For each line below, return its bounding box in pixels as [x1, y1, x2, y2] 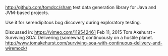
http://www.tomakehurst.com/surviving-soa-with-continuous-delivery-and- [5, 40, 163, 46]
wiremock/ [5, 45, 28, 51]
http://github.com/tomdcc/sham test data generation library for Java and [5, 5, 156, 10]
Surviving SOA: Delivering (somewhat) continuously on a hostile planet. [5, 35, 153, 40]
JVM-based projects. [5, 10, 49, 16]
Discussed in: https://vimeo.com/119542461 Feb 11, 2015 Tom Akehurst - [5, 29, 155, 35]
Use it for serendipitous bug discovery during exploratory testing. [5, 20, 141, 25]
